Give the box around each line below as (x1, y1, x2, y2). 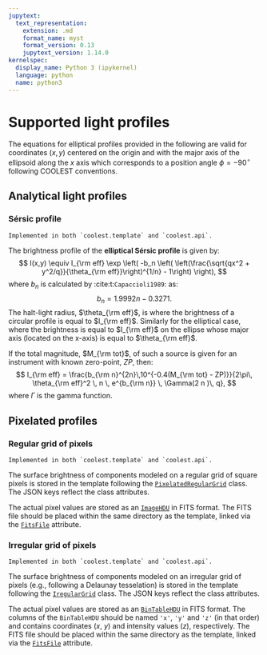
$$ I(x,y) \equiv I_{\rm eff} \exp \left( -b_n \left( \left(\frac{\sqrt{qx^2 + (18, 258, 250, 268)
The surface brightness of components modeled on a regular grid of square (8, 470, 258, 480)
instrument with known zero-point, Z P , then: (8, 357, 153, 367)
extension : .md (22, 26, 74, 34)
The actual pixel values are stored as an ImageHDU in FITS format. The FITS (8, 503, 252, 513)
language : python (15, 71, 74, 79)
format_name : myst (22, 34, 84, 42)
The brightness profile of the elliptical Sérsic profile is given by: (8, 246, 220, 255)
